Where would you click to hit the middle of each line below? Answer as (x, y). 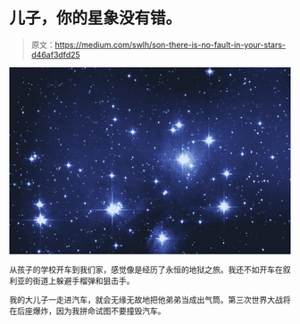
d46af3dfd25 (55, 54)
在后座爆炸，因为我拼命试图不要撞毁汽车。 (87, 311)
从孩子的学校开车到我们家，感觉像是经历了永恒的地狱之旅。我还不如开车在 (146, 270)
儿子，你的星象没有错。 (96, 18)
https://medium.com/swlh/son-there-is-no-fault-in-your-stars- (170, 45)
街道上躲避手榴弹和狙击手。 (83, 281)
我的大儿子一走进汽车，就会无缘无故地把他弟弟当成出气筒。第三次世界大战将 (150, 300)
